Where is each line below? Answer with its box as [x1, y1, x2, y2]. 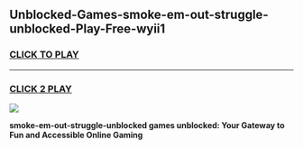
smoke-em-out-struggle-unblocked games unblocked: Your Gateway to [9, 119, 286, 130]
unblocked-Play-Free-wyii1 [9, 22, 166, 37]
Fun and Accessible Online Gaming [9, 129, 143, 140]
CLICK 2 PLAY [9, 82, 72, 95]
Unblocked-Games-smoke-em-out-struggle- [9, 7, 269, 23]
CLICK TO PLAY [9, 49, 79, 61]
